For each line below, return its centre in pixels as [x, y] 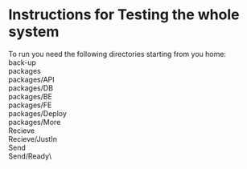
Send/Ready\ [30, 156]
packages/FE [30, 105]
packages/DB [31, 88]
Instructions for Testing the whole [124, 15]
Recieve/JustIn [33, 139]
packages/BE [30, 96]
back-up [22, 62]
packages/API [31, 79]
